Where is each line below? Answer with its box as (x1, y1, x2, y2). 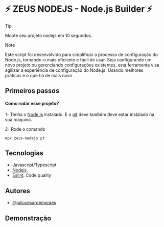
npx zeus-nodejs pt (5, 136, 45, 141)
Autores (5, 187, 30, 195)
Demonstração (5, 214, 51, 222)
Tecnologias (5, 149, 44, 157)
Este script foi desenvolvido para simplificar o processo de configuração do (5, 52, 158, 57)
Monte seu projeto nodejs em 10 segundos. (5, 32, 92, 38)
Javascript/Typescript (12, 162, 57, 168)
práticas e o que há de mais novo (5, 72, 72, 78)
